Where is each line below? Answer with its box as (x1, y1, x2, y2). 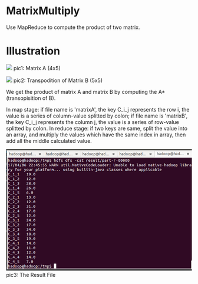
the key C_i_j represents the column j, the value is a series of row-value (6, 118, 180, 125)
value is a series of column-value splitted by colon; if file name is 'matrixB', (6, 112, 188, 119)
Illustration (6, 44, 61, 58)
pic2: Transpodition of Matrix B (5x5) (13, 77, 103, 84)
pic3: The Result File (6, 271, 56, 278)
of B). (42, 94, 56, 102)
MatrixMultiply (6, 4, 80, 18)
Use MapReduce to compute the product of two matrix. (6, 24, 140, 31)
